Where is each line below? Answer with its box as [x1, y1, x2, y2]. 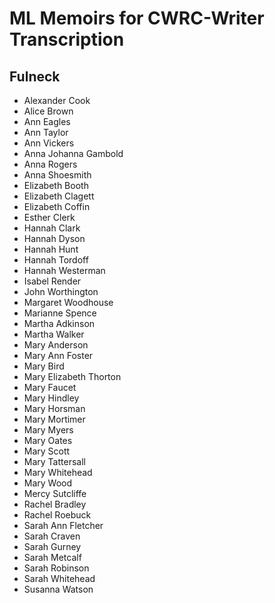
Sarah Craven [23, 530, 81, 542]
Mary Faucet [23, 382, 77, 393]
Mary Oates [23, 435, 73, 446]
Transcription [9, 28, 125, 51]
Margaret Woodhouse [23, 297, 114, 308]
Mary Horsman [23, 403, 86, 414]
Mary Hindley [23, 392, 80, 404]
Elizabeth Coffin [23, 201, 91, 212]
